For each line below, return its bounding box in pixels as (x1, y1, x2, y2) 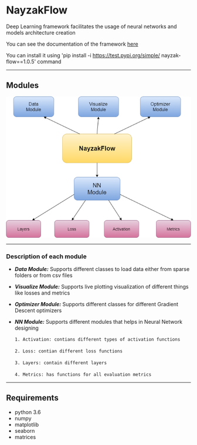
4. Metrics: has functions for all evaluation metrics (14, 372, 152, 378)
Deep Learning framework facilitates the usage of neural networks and (6, 23, 177, 30)
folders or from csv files (14, 272, 73, 279)
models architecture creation (6, 29, 76, 36)
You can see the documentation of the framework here (6, 40, 139, 47)
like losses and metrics (14, 289, 70, 296)
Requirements (6, 393, 59, 403)
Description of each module (6, 252, 87, 261)
